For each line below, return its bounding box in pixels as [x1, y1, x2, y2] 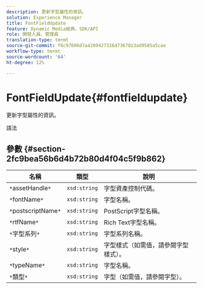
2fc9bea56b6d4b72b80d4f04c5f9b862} [6, 154, 166, 164]
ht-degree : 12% [6, 59, 45, 65]
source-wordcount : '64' [6, 54, 66, 60]
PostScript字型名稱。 [103, 207, 164, 215]
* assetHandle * [9, 184, 51, 192]
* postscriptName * [9, 207, 62, 215]
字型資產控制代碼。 [103, 184, 159, 193]
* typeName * [9, 261, 45, 270]
